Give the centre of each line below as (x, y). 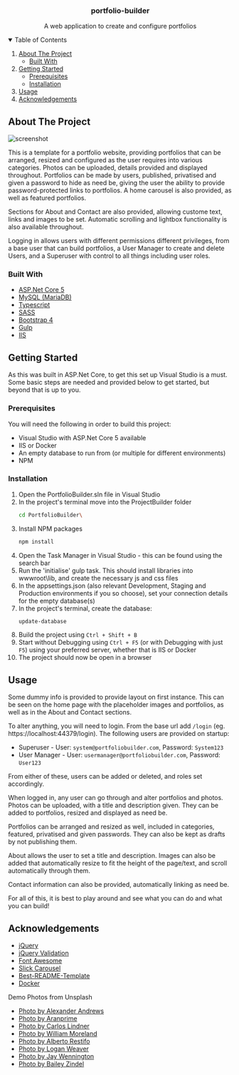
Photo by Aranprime (48, 1019)
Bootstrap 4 (36, 320)
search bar (34, 563)
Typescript (34, 305)
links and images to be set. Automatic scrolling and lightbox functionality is (117, 219)
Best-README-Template (54, 976)
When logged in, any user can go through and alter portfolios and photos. (116, 798)
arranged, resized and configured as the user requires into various (105, 160)
